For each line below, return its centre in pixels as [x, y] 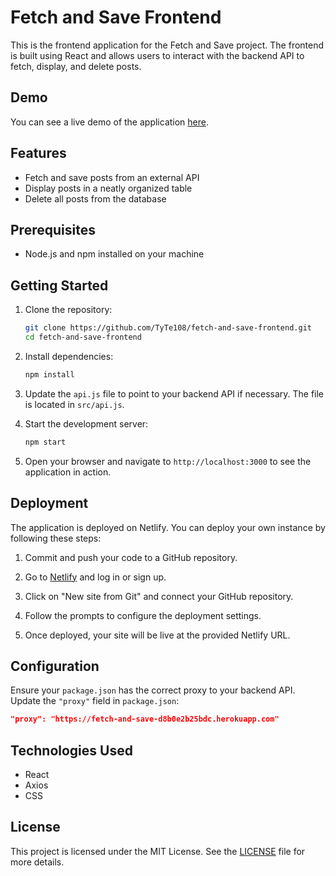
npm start [45, 442]
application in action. [68, 472]
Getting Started [59, 285]
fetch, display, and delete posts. [76, 66]
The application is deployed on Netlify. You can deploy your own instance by [168, 527]
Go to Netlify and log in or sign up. [95, 577]
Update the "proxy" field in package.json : [95, 701]
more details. [37, 862]
